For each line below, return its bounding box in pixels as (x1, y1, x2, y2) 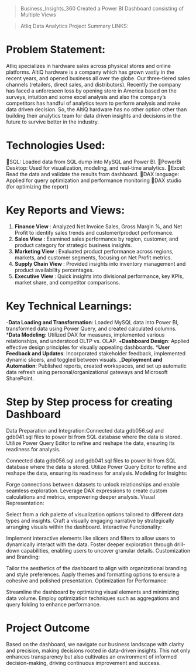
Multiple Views (20, 11, 57, 18)
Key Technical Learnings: (6, 300, 132, 313)
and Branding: (6, 553, 40, 560)
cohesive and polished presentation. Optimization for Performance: (6, 577, 168, 584)
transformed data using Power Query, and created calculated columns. (6, 325, 177, 332)
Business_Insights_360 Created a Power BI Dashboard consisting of (20, 5, 184, 12)
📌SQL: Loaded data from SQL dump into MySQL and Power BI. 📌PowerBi (6, 158, 181, 165)
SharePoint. (6, 375, 34, 382)
